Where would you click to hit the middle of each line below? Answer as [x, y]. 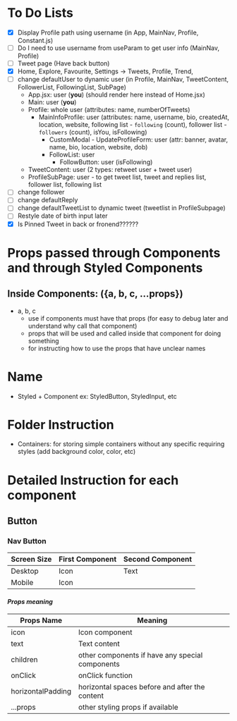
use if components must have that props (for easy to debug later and [128, 318]
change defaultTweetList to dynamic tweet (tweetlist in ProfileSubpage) [121, 208]
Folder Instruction [61, 425]
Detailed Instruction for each [93, 480]
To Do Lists [41, 13]
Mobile [22, 583]
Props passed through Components [114, 253]
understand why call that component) [83, 326]
